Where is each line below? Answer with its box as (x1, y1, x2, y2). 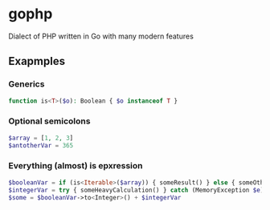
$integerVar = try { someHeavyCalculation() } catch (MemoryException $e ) (8, 186, 264, 194)
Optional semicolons (8, 115, 91, 127)
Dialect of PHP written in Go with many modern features (8, 31, 194, 41)
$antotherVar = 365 (8, 141, 74, 149)
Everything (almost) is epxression (8, 160, 143, 172)
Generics (8, 79, 45, 90)
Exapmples (8, 55, 66, 68)
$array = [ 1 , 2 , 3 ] (8, 134, 74, 142)
